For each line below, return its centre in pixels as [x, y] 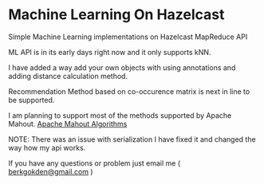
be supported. [32, 100]
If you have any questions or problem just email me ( [95, 163]
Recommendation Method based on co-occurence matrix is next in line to [129, 91]
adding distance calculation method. [68, 76]
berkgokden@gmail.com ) [51, 171]
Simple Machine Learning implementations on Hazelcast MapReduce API [128, 37]
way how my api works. [47, 147]
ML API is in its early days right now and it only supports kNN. [110, 52]
